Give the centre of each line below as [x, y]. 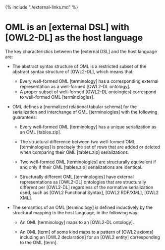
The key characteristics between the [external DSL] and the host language [81, 51]
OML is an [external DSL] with [67, 27]
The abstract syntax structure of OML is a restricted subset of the [79, 66]
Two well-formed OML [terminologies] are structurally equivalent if [88, 162]
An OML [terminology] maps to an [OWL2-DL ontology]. [77, 222]
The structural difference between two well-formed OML [77, 141]
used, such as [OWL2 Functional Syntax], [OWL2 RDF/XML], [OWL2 [89, 192]
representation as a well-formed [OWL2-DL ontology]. [75, 86]
